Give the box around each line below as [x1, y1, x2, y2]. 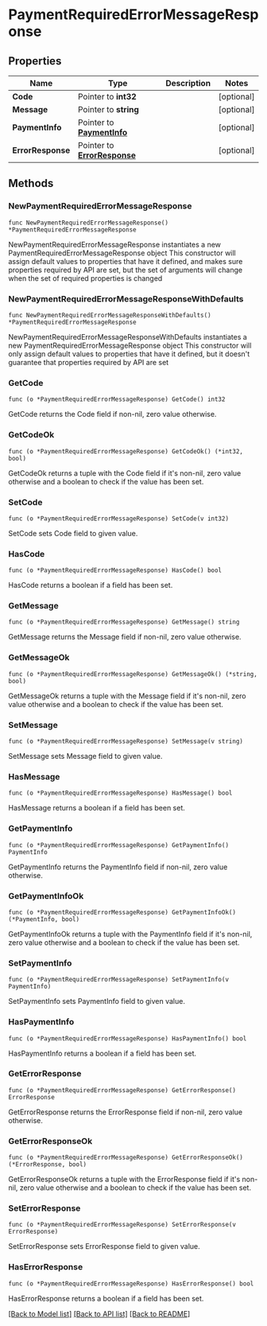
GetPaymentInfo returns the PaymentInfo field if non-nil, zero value [8, 861, 228, 872]
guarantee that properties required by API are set [8, 357, 169, 367]
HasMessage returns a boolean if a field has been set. [8, 803, 185, 813]
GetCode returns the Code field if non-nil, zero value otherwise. [8, 410, 217, 419]
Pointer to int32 [78, 91, 137, 102]
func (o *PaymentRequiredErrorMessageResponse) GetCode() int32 [8, 395, 226, 403]
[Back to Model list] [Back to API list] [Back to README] [8, 1309, 191, 1318]
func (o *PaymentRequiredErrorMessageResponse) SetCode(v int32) [8, 515, 229, 523]
